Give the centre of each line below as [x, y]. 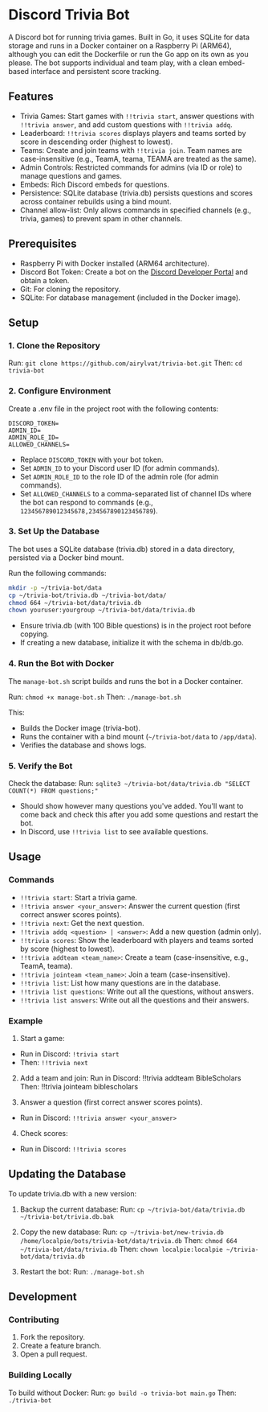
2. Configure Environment [60, 391]
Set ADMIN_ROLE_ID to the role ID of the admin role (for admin [119, 476]
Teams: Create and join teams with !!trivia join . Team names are [131, 150]
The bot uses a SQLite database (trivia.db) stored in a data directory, [122, 549]
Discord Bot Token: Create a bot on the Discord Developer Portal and [134, 272]
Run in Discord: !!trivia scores [73, 1149]
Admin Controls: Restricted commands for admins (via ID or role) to [131, 167]
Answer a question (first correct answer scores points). [111, 1102]
